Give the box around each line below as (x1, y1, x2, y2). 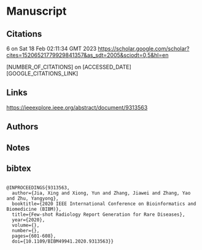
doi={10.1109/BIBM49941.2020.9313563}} (12, 238, 114, 244)
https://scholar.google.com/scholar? (98, 45, 190, 52)
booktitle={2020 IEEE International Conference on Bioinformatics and (12, 201, 196, 207)
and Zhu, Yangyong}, (6, 195, 60, 202)
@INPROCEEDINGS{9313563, (6, 185, 70, 191)
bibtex (6, 163, 31, 173)
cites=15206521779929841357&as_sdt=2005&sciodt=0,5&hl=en (6, 51, 169, 59)
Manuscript (6, 4, 67, 18)
